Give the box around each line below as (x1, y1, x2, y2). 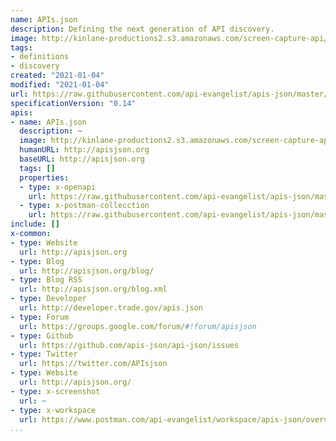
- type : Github (10, 331, 74, 341)
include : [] (10, 219, 60, 230)
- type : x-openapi (19, 182, 97, 192)
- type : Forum (10, 312, 70, 322)
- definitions (10, 52, 70, 62)
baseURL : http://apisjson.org (19, 154, 145, 164)
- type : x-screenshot (10, 386, 101, 396)
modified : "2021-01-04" (10, 80, 110, 90)
